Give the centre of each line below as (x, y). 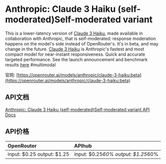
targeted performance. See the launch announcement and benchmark (76, 59)
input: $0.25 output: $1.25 (39, 154)
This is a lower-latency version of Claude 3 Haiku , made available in (74, 33)
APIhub (83, 146)
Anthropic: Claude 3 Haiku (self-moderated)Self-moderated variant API (77, 109)
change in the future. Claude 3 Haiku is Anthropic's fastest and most (75, 49)
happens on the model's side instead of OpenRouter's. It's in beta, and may (82, 43)
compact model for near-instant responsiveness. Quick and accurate (75, 54)
